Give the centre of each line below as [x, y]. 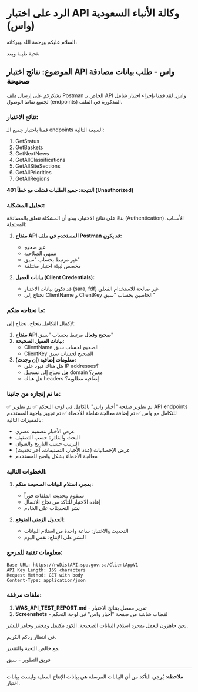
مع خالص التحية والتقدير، [33, 648]
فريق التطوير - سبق [28, 660]
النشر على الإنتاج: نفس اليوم [55, 537]
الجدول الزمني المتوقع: [40, 519]
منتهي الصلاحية [40, 253]
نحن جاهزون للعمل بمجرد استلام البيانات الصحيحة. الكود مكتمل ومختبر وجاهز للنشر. [98, 625]
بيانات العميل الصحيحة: [40, 341]
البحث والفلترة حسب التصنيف [48, 437]
